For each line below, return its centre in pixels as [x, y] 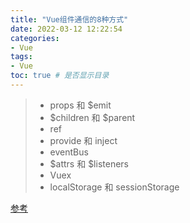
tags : [21, 57]
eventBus [69, 152]
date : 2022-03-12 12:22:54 [66, 29]
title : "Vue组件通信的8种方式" [69, 19]
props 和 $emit [80, 105]
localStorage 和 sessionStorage [114, 187]
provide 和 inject [83, 140]
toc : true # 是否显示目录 [60, 76]
